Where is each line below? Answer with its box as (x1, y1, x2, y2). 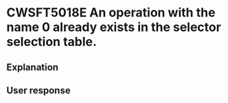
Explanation (6, 61, 59, 73)
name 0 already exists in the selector (6, 19, 221, 35)
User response (6, 84, 71, 96)
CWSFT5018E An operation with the (6, 5, 216, 21)
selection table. (6, 34, 98, 49)
